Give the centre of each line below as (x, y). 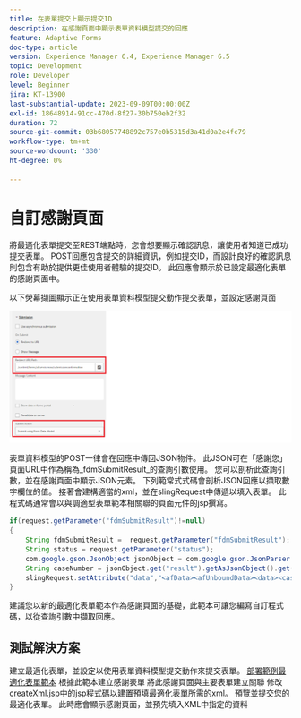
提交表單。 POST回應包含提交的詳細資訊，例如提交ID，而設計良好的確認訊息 (150, 256)
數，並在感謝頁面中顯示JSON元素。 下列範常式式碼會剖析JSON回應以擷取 (146, 481)
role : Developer (39, 76)
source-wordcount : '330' (56, 151)
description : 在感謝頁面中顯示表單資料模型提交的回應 (99, 28)
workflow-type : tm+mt (50, 142)
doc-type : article (43, 47)
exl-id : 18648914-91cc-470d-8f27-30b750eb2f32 (98, 113)
